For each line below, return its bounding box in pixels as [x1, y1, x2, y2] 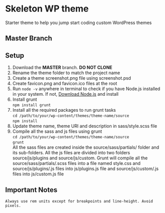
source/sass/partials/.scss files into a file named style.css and [12, 160, 141, 166]
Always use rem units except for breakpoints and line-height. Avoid [5, 198, 153, 203]
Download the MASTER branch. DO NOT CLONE [12, 65, 112, 71]
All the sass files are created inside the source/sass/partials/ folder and [12, 144, 159, 150]
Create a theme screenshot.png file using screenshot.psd [12, 75, 131, 81]
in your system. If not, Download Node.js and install [12, 91, 119, 97]
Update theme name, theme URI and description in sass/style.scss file [12, 123, 157, 129]
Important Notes [5, 185, 57, 194]
